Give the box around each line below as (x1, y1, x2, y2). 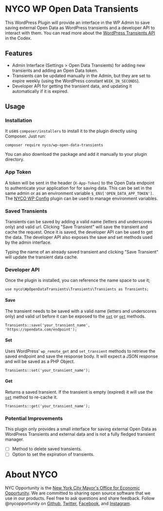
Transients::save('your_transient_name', (5, 322, 91, 328)
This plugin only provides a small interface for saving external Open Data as (5, 426, 157, 432)
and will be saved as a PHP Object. (5, 358, 75, 364)
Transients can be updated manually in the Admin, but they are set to (12, 72, 151, 79)
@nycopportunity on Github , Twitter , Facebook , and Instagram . (5, 501, 131, 507)
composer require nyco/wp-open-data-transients (5, 143, 104, 148)
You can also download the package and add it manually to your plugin (5, 151, 147, 157)
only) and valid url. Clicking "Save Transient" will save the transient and (5, 224, 148, 230)
